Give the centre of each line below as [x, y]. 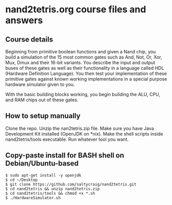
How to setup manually [43, 116]
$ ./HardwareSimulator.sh [33, 198]
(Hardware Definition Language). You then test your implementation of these [86, 73]
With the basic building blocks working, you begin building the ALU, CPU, [83, 94]
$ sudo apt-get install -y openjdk [43, 175]
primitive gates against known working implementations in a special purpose [86, 79]
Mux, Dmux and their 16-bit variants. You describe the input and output [80, 62]
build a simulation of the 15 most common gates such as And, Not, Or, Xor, [84, 57]
